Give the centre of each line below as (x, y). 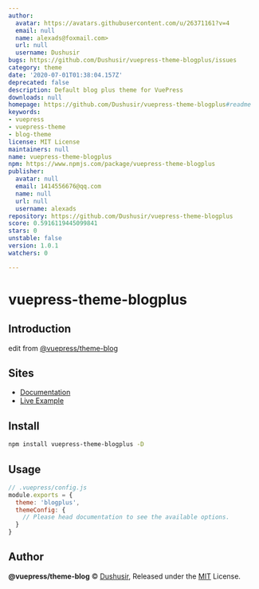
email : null (35, 30)
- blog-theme (30, 134)
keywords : (25, 113)
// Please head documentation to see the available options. (126, 517)
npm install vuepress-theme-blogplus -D (77, 445)
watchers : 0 (28, 253)
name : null (33, 194)
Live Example (42, 401)
